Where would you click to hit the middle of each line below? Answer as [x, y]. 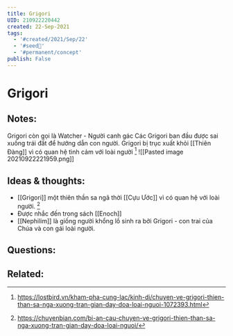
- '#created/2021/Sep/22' [51, 40]
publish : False [29, 59]
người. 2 [28, 206]
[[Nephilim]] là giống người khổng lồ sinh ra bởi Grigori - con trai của [115, 221]
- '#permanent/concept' [48, 53]
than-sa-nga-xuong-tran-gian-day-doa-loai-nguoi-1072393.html [110, 305]
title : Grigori [29, 14]
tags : [15, 33]
